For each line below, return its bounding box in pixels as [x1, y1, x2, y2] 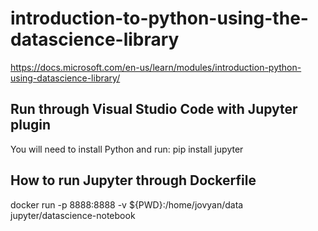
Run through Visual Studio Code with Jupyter [10, 101, 298, 118]
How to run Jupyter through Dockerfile [10, 172, 257, 189]
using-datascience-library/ [10, 72, 121, 84]
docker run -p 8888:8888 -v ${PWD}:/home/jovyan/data [10, 198, 244, 211]
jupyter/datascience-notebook [10, 209, 136, 221]
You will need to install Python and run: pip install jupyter [10, 143, 244, 155]
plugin [10, 117, 52, 134]
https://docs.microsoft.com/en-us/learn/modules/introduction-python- [10, 61, 302, 73]
